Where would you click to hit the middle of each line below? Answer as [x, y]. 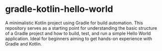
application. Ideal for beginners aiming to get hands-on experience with [79, 39]
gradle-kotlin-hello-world [59, 9]
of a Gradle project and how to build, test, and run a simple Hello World [78, 33]
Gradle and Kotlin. [24, 44]
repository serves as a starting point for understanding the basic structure [81, 28]
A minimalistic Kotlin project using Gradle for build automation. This [74, 23]
